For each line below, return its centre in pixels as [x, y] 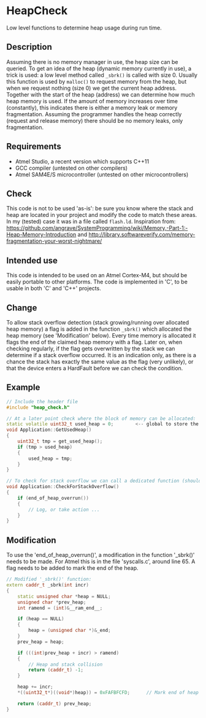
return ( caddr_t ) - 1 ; [56, 670]
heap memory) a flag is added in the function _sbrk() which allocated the [99, 329]
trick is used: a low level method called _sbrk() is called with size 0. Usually [102, 75]
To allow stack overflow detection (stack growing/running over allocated [98, 322]
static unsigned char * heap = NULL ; [64, 596]
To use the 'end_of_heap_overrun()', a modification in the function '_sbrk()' [101, 555]
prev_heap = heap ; [41, 642]
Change [22, 308]
